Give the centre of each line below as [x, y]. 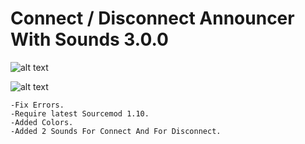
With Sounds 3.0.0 [89, 39]
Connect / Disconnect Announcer [152, 18]
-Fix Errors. [37, 105]
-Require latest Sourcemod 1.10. [80, 113]
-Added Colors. [42, 122]
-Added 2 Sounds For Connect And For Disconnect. [116, 131]
